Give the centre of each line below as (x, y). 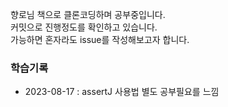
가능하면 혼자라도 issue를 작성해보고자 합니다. (100, 39)
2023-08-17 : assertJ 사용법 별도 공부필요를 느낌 (122, 92)
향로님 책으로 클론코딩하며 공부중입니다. (88, 14)
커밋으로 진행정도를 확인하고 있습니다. (84, 27)
